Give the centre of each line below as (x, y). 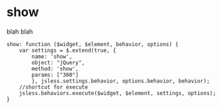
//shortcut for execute (54, 87)
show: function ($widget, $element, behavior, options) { (92, 44)
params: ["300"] (55, 75)
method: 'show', (55, 68)
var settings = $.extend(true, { (68, 50)
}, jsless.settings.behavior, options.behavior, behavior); (121, 81)
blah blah (20, 31)
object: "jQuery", (58, 63)
